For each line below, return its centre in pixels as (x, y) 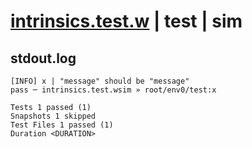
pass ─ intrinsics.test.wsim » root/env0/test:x (113, 90)
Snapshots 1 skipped (53, 116)
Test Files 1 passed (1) (62, 125)
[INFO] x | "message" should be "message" (100, 81)
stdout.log (43, 58)
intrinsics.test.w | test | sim (126, 21)
